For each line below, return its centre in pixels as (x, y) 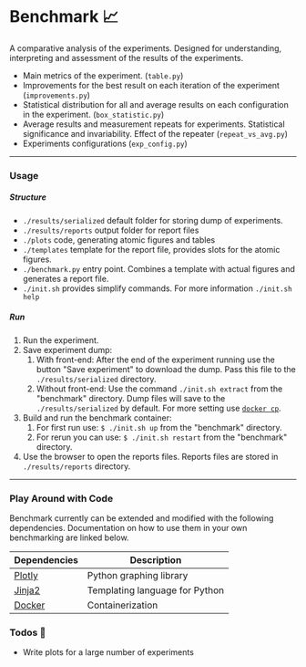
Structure (28, 197)
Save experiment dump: (67, 349)
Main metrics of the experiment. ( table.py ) (103, 75)
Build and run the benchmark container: (97, 417)
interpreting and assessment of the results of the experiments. (127, 57)
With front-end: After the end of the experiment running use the (156, 360)
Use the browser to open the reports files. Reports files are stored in (150, 456)
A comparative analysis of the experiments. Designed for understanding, (146, 48)
